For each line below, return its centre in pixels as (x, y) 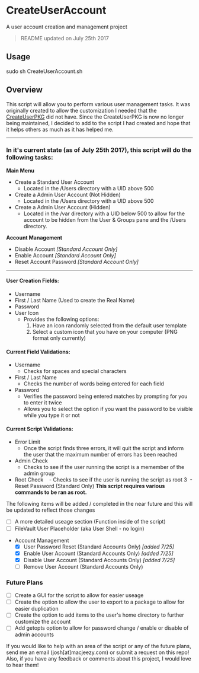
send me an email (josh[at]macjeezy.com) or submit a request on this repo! (98, 652)
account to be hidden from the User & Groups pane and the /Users (105, 219)
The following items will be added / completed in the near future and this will (99, 504)
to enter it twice (43, 403)
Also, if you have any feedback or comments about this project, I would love (99, 659)
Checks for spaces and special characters (75, 371)
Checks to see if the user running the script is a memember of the (104, 467)
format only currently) (59, 338)
